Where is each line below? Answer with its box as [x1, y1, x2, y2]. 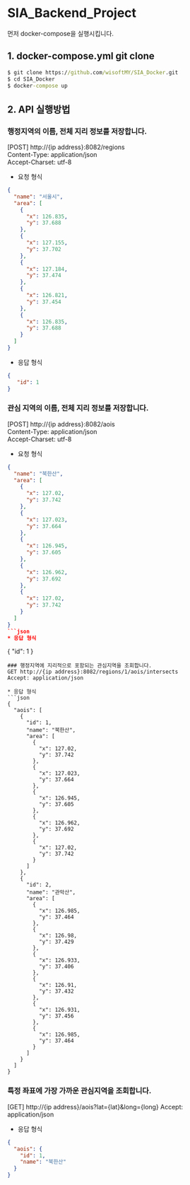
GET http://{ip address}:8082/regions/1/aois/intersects [7, 668, 179, 676]
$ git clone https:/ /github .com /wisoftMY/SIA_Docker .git [7, 69, 179, 76]
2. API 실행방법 [7, 103, 71, 115]
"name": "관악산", [25, 889, 76, 896]
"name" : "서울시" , [13, 193, 64, 200]
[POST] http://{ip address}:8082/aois [7, 419, 115, 428]
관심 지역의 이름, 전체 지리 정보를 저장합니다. [7, 403, 149, 413]
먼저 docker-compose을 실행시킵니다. [7, 29, 114, 37]
